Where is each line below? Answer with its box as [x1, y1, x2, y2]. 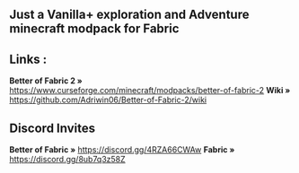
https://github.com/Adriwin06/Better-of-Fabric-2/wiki [9, 94, 207, 106]
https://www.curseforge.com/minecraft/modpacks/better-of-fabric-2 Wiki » [9, 85, 291, 96]
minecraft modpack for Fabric [9, 22, 180, 37]
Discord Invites [9, 120, 96, 135]
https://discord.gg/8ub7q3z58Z [9, 154, 126, 165]
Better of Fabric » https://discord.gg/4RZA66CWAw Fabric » [9, 144, 235, 155]
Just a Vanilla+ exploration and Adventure [9, 7, 250, 22]
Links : [9, 51, 48, 66]
